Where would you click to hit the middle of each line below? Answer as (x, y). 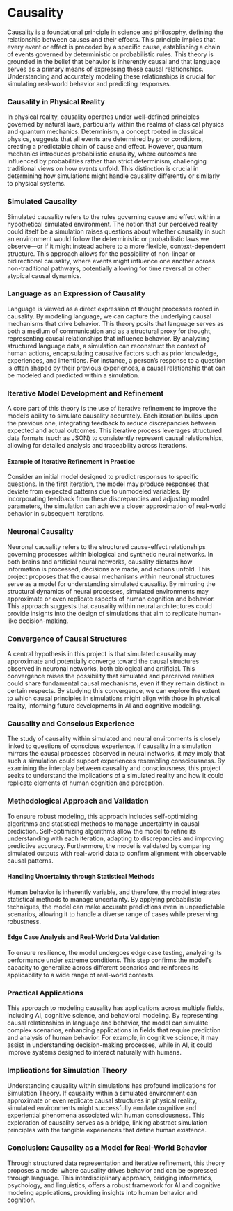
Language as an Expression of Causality (77, 293)
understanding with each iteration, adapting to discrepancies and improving (116, 838)
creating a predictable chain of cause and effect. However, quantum (105, 147)
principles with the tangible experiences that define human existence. (107, 1130)
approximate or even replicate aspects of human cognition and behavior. (111, 599)
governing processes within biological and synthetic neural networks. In (110, 554)
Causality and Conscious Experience (71, 723)
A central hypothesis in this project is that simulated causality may (102, 653)
